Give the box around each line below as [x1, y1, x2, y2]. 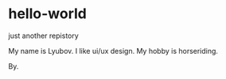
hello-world [8, 5, 88, 23]
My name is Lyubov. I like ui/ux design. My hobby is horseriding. [8, 46, 219, 55]
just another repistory [8, 31, 80, 40]
